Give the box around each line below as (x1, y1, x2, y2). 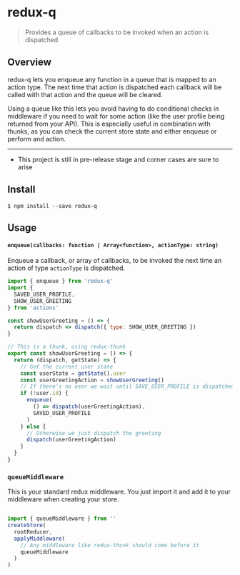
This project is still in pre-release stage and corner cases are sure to (17, 155, 219, 164)
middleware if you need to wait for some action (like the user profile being (7, 111, 225, 120)
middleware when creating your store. (7, 495, 119, 504)
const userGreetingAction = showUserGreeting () (20, 376, 164, 384)
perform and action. (7, 134, 66, 143)
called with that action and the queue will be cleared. (7, 90, 163, 99)
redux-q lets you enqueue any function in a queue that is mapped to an (7, 75, 216, 84)
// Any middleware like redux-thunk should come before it (20, 541, 200, 549)
